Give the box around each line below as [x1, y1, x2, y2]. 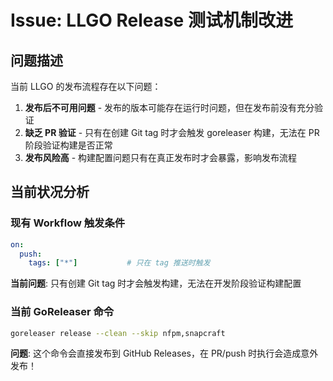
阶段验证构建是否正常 [24, 139, 113, 151]
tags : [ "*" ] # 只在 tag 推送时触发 [28, 258, 211, 268]
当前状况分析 [10, 184, 90, 201]
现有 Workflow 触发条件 [10, 216, 126, 230]
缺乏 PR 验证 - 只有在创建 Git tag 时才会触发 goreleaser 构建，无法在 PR [24, 127, 320, 138]
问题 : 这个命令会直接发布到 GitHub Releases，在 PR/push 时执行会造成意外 [10, 347, 319, 360]
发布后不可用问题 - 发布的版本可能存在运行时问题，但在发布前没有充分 [24, 102, 315, 113]
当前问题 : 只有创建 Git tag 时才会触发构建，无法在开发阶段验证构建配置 [10, 277, 302, 290]
